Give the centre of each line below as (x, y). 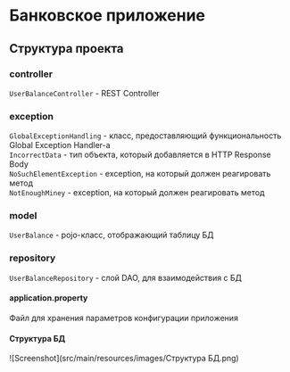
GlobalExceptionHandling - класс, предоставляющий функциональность (145, 136)
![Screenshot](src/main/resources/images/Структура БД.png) (124, 359)
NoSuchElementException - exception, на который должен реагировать (140, 174)
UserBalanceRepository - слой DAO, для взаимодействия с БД (126, 277)
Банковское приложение (108, 16)
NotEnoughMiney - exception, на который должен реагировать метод (137, 193)
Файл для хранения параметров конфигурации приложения (124, 318)
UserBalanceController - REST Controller (85, 93)
